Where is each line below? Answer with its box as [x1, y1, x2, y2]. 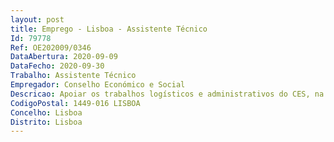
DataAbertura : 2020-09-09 [10, 52, 118, 62]
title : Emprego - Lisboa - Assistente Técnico [10, 24, 208, 34]
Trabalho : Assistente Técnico [10, 71, 137, 81]
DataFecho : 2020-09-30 [10, 61, 105, 71]
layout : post [10, 14, 65, 25]
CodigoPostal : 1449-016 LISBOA [10, 98, 141, 108]
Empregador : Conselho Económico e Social [10, 80, 186, 90]
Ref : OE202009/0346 [10, 42, 92, 53]
